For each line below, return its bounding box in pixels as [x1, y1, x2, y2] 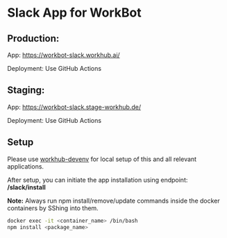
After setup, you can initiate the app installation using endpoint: [7, 176, 188, 184]
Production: [7, 33, 60, 44]
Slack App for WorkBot [7, 5, 142, 21]
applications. [7, 162, 44, 171]
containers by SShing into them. [7, 203, 99, 212]
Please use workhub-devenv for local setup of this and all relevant [7, 155, 196, 163]
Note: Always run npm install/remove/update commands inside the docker [7, 196, 220, 205]
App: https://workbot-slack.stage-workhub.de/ [7, 103, 141, 111]
